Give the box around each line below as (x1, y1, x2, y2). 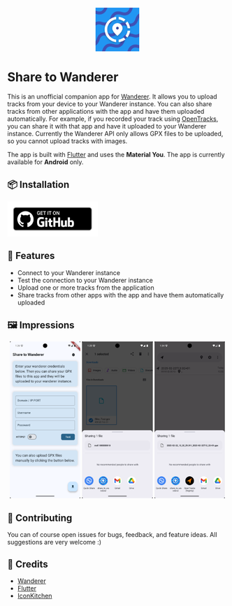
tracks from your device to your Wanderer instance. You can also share (7, 99, 212, 108)
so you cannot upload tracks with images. (7, 137, 128, 145)
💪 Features (7, 250, 55, 262)
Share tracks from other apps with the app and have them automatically (17, 290, 224, 299)
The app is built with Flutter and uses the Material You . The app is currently (7, 150, 225, 158)
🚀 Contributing (7, 512, 73, 524)
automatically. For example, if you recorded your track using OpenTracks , (7, 114, 219, 123)
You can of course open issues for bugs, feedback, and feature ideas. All (7, 531, 218, 539)
